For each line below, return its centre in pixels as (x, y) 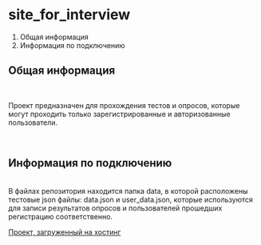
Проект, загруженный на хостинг (65, 232)
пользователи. (33, 122)
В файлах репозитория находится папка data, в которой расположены (129, 191)
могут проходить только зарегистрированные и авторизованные (120, 114)
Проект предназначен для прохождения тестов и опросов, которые (124, 105)
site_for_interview (69, 15)
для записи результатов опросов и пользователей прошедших (115, 208)
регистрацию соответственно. (61, 216)
